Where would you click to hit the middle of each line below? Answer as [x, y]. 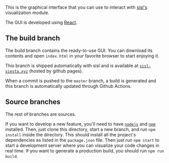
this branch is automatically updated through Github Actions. [69, 86]
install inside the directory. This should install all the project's [71, 134]
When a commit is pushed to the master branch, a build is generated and [81, 81]
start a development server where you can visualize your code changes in [82, 145]
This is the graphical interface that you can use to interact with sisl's [76, 7]
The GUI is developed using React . [41, 22]
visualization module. [27, 13]
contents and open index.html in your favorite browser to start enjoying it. [82, 56]
